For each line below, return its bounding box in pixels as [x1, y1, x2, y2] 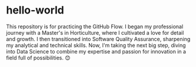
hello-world [6, 4, 65, 17]
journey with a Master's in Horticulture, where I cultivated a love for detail [6, 29, 184, 36]
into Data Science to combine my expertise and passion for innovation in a [6, 48, 187, 55]
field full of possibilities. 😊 [6, 54, 71, 61]
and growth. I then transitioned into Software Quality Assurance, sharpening [6, 35, 191, 42]
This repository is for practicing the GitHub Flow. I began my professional [6, 23, 184, 30]
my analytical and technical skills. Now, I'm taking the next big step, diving [6, 42, 187, 49]
